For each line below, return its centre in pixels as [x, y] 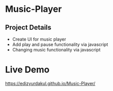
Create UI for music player [39, 39]
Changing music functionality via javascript [56, 50]
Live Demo [27, 70]
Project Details [28, 27]
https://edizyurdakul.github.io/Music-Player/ [50, 83]
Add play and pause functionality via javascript [60, 45]
